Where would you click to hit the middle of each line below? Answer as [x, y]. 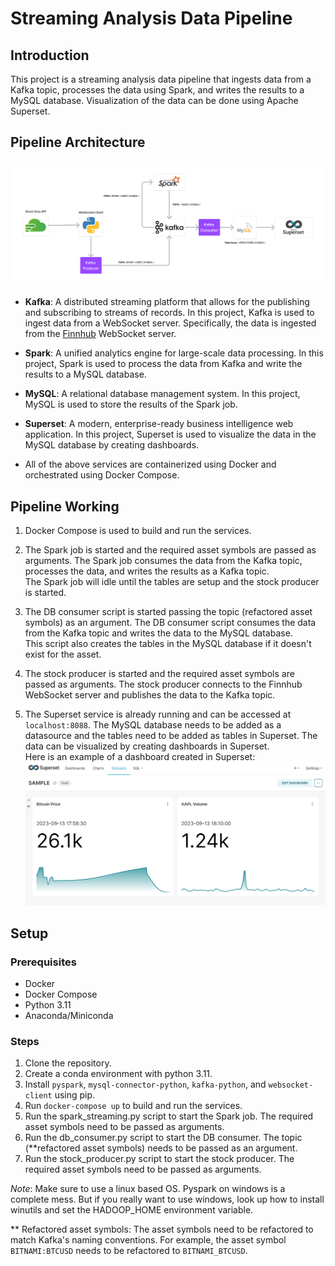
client [38, 1096]
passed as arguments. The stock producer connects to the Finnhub [163, 684]
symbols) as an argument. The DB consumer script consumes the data [170, 622]
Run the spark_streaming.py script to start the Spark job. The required [169, 1116]
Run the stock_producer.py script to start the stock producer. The [159, 1159]
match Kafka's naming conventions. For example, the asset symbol [148, 1240]
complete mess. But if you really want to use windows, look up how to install [167, 1199]
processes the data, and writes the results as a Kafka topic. [147, 571]
